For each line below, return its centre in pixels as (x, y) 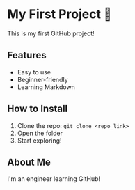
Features (27, 55)
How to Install (38, 109)
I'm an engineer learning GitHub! (54, 179)
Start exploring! (39, 140)
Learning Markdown (46, 87)
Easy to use (34, 72)
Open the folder (40, 133)
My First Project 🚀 (59, 14)
